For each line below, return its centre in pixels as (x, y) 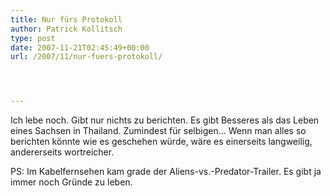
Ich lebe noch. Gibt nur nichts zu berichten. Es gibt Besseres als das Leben (165, 120)
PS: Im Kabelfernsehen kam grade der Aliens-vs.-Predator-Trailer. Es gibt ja (166, 172)
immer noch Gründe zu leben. (71, 182)
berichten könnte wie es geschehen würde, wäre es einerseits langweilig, (161, 142)
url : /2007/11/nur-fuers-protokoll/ (86, 57)
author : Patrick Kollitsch (66, 29)
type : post (33, 38)
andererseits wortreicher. (62, 152)
